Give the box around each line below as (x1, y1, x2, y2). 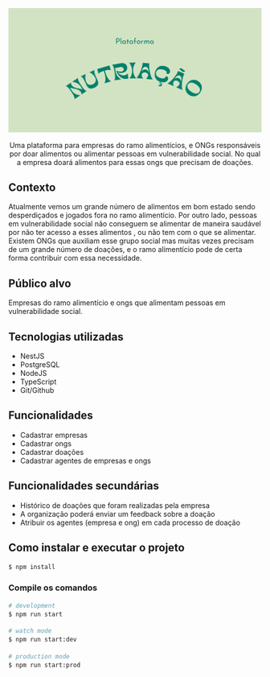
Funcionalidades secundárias (8, 479, 159, 493)
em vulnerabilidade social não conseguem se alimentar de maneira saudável (8, 219, 261, 229)
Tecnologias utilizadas (8, 330, 124, 344)
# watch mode (8, 627, 52, 635)
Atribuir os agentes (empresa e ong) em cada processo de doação (19, 518, 241, 527)
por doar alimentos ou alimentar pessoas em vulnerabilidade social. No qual (9, 149, 261, 159)
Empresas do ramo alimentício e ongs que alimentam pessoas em (8, 298, 227, 308)
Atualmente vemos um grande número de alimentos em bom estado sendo (8, 202, 256, 212)
